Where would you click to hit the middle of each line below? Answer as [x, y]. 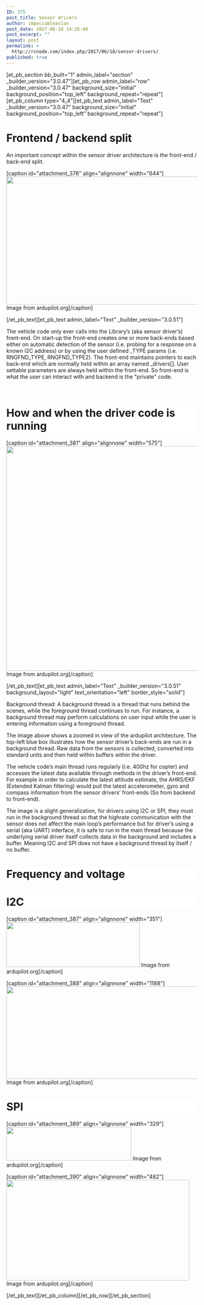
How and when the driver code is [91, 413]
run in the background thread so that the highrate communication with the [99, 817]
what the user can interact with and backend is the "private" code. [89, 377]
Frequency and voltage [66, 874]
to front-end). [23, 799]
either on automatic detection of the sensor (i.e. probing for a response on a [101, 344]
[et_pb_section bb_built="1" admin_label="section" [70, 74]
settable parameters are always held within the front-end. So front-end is [98, 370]
